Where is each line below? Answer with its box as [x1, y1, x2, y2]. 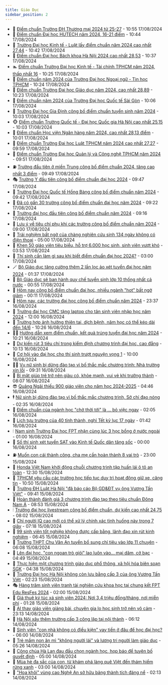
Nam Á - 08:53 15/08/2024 [12, 501, 68, 507]
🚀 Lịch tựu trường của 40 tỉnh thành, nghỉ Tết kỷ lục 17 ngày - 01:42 [12, 417, 151, 423]
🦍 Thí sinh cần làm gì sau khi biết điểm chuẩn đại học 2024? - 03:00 [12, 253, 153, 259]
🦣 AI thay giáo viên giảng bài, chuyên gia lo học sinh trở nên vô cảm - [12, 605, 155, 611]
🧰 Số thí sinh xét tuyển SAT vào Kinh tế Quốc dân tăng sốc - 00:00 [12, 439, 150, 445]
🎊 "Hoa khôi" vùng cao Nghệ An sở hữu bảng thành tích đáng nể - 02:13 [12, 669, 161, 675]
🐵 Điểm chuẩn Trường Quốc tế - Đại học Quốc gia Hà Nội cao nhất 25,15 [12, 119, 163, 125]
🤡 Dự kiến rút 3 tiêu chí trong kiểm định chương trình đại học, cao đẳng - [12, 340, 162, 347]
